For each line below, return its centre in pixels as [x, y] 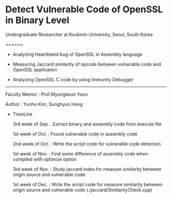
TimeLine [23, 114]
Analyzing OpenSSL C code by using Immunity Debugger [73, 79]
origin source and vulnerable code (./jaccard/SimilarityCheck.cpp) [82, 190]
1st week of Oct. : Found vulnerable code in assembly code [75, 134]
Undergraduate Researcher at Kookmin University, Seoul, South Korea [79, 34]
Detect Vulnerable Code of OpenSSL [84, 9]
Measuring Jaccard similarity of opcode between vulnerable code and [87, 64]
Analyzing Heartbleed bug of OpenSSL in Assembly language [77, 54]
